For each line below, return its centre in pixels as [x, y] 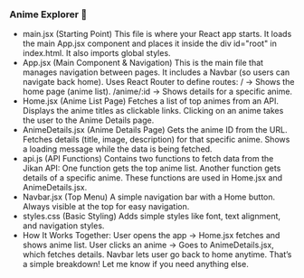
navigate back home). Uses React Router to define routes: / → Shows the [158, 82]
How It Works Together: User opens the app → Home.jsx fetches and [151, 236]
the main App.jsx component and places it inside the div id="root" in [150, 43]
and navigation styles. [63, 226]
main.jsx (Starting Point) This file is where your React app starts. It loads [157, 34]
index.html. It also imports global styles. [96, 53]
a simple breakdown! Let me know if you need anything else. [135, 264]
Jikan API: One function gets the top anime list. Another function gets [152, 168]
